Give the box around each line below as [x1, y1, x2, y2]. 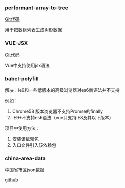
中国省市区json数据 [5, 167, 45, 173]
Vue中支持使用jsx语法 [5, 62, 50, 68]
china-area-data [5, 155, 46, 162]
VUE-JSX [5, 40, 28, 47]
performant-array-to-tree [5, 4, 69, 11]
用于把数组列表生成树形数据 [5, 27, 62, 33]
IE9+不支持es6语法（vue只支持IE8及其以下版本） [12, 114, 114, 120]
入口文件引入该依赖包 [12, 142, 56, 148]
